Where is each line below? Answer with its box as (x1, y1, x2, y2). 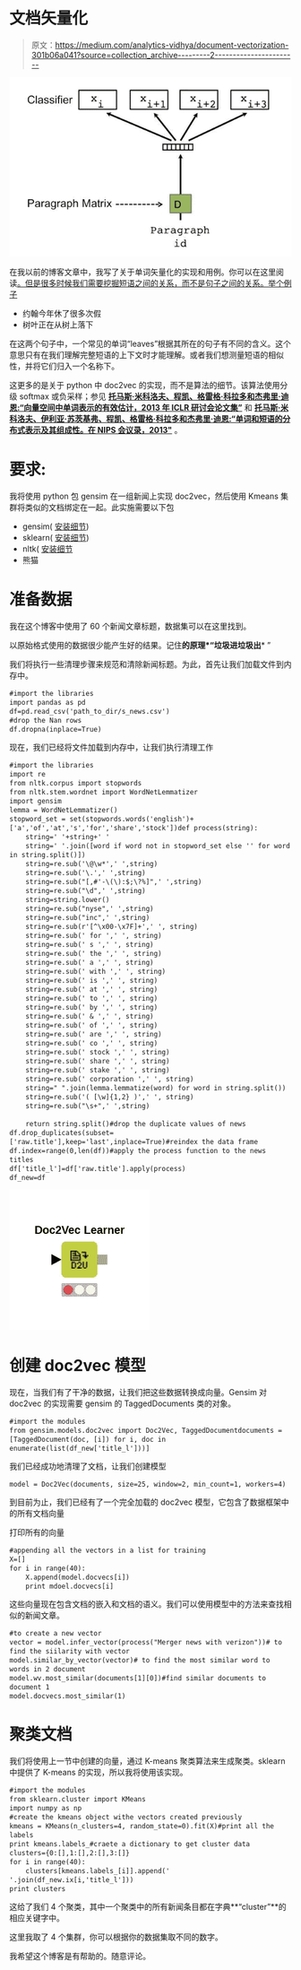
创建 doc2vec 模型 (9, 1355, 146, 1376)
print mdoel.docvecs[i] (25, 1582, 115, 1591)
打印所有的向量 (9, 1526, 64, 1538)
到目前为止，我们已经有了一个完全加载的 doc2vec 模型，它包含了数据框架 (9, 1497, 282, 1507)
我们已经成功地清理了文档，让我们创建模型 (9, 1461, 167, 1471)
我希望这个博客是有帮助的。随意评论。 (9, 1950, 150, 1961)
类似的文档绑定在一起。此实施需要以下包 (24, 501, 175, 512)
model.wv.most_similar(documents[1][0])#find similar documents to (9, 1673, 267, 1682)
